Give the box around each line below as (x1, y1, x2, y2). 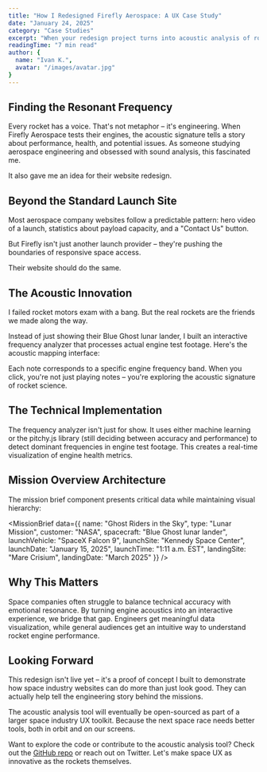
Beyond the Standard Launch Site (8, 194, 177, 207)
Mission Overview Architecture (8, 474, 167, 487)
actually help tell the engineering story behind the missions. (8, 691, 204, 702)
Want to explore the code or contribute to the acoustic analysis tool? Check (8, 739, 255, 750)
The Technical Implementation (8, 404, 163, 417)
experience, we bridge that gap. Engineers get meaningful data (8, 613, 215, 623)
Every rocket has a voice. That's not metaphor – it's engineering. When (8, 121, 241, 132)
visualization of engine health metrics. (8, 450, 133, 459)
